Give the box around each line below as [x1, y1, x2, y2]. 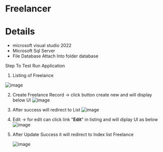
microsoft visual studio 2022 [12, 42, 72, 48]
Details [5, 26, 35, 37]
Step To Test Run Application [5, 63, 65, 69]
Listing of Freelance [12, 72, 54, 78]
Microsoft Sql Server [12, 48, 55, 54]
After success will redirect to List [12, 107, 81, 113]
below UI [12, 97, 31, 103]
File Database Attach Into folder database [12, 53, 99, 59]
